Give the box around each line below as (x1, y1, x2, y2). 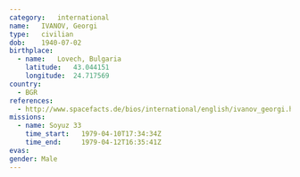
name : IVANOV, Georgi (9, 21, 98, 30)
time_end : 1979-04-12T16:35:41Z (25, 138, 162, 147)
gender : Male (9, 154, 58, 164)
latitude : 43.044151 (25, 63, 110, 72)
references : (9, 96, 54, 105)
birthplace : (9, 46, 54, 55)
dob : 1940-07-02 (9, 38, 82, 47)
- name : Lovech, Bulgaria (17, 55, 122, 63)
